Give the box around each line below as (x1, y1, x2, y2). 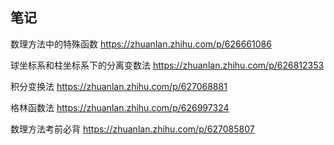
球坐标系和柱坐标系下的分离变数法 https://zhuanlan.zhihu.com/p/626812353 (10, 59, 325, 71)
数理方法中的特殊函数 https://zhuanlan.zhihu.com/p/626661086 (10, 38, 272, 50)
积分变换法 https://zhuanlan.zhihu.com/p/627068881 (10, 80, 228, 92)
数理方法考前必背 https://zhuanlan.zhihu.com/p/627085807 (10, 123, 255, 135)
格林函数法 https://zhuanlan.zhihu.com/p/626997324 (10, 101, 230, 113)
